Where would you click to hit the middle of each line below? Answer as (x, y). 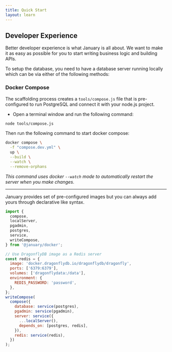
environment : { (26, 278)
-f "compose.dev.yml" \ (35, 148)
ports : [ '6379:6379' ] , (34, 268)
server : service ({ (34, 316)
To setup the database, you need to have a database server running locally (84, 69)
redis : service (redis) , (40, 335)
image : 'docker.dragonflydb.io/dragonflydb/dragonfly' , (71, 264)
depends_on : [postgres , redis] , (53, 326)
